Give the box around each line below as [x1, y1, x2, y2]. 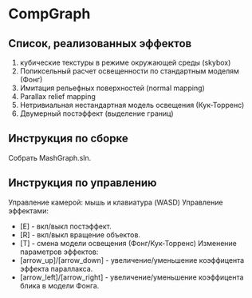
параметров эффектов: [19, 247, 99, 256]
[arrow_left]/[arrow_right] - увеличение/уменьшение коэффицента [19, 272, 244, 282]
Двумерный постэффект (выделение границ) [19, 109, 174, 118]
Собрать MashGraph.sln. [8, 153, 92, 162]
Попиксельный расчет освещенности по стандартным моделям [19, 66, 239, 76]
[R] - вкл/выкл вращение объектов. [19, 229, 141, 240]
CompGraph [8, 5, 91, 23]
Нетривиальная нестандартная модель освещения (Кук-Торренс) [19, 101, 245, 109]
